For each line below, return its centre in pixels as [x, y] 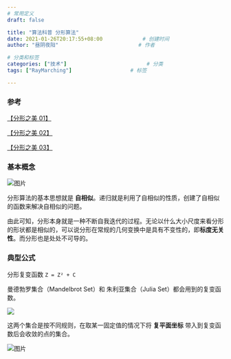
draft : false [26, 20]
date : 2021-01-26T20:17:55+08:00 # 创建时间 [88, 39]
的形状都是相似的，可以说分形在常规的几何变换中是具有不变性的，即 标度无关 [115, 230]
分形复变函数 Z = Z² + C [42, 274]
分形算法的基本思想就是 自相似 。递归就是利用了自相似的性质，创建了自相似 [113, 198]
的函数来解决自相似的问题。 [46, 207]
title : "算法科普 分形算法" [43, 32]
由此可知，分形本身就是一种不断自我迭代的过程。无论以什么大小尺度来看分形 [115, 221]
